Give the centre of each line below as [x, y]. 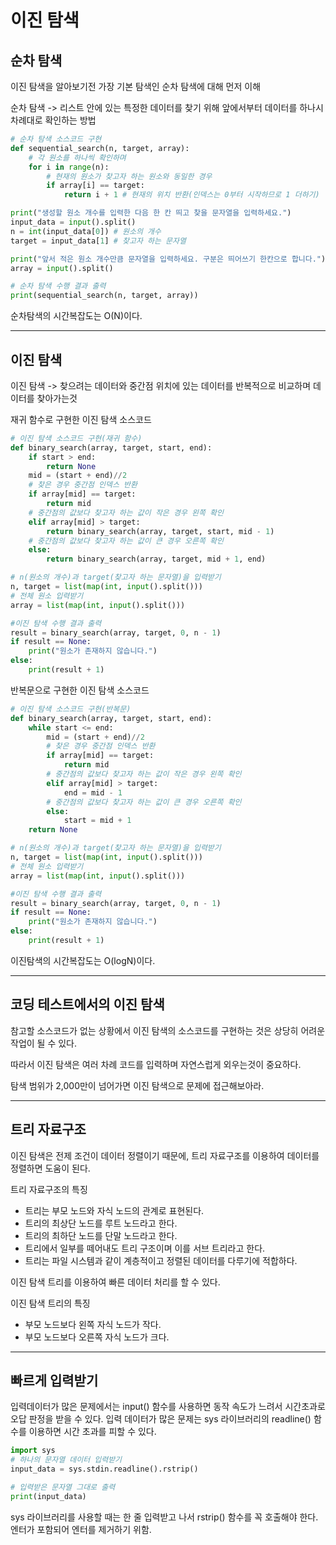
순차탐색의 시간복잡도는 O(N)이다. [76, 316]
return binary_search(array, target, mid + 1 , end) [156, 559]
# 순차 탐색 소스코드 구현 [56, 139]
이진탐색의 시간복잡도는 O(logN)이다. [83, 960]
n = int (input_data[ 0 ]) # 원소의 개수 [86, 231]
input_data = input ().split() [73, 222]
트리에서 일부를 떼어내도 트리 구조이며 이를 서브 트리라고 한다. [145, 1248]
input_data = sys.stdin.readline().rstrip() [104, 1469]
